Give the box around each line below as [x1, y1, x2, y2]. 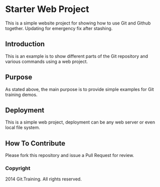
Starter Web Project [5, 3, 89, 15]
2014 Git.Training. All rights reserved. [5, 176, 82, 182]
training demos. [5, 91, 38, 97]
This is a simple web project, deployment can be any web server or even [5, 119, 155, 125]
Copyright [5, 165, 31, 172]
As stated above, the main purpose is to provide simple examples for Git [5, 86, 154, 92]
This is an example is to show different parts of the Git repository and [5, 53, 148, 59]
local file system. [5, 124, 40, 130]
